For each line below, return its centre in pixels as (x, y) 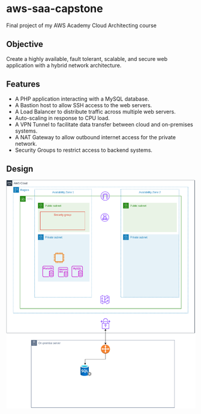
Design (20, 168)
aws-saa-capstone (55, 9)
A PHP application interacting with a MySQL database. (82, 99)
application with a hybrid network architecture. (64, 65)
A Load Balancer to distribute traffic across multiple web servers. (95, 111)
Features (23, 84)
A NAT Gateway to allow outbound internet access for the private (95, 137)
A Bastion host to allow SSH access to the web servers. (83, 105)
